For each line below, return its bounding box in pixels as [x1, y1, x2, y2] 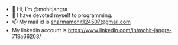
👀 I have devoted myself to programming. [11, 12, 113, 19]
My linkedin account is [11, 27, 67, 33]
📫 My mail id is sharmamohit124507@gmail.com [11, 18, 131, 25]
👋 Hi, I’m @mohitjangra [11, 6, 68, 12]
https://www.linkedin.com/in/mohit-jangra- [67, 27, 173, 33]
